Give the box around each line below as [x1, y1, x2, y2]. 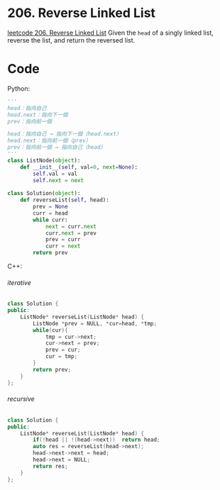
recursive [7, 395, 35, 403]
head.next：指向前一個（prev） [7, 137, 92, 145]
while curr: [33, 216, 69, 223]
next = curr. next [45, 223, 97, 230]
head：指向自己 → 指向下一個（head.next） [7, 130, 122, 138]
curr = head [33, 209, 69, 217]
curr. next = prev [45, 229, 97, 237]
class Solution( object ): [7, 190, 81, 197]
